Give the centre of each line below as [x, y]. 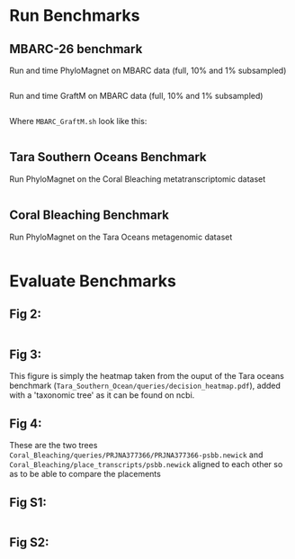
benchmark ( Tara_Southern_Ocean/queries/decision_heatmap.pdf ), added [145, 386]
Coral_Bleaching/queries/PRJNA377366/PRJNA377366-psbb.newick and [136, 455]
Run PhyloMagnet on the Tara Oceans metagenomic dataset [121, 237]
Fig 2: [26, 315]
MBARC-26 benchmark [76, 49]
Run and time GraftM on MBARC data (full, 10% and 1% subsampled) [136, 96]
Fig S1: [28, 502]
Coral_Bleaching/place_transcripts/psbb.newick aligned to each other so [146, 464]
